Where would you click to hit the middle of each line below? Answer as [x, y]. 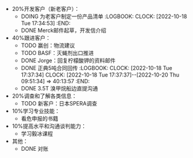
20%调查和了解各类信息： [44, 96]
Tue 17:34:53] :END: [46, 23]
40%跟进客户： [31, 38]
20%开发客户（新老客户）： [46, 9]
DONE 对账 [35, 149]
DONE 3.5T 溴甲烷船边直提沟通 [59, 88]
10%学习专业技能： [36, 111]
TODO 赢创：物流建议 [48, 45]
